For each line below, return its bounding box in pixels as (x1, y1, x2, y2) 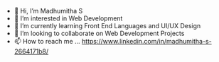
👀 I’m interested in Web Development (14, 14, 123, 23)
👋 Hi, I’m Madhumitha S (14, 7, 83, 15)
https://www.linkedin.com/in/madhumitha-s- (81, 37, 212, 45)
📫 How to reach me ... (14, 37, 80, 45)
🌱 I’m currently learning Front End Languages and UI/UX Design (14, 22, 201, 30)
